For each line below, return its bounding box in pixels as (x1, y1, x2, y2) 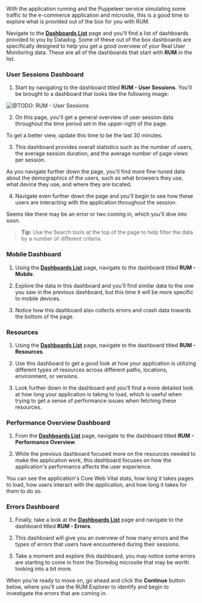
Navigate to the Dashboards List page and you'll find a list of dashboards (6, 30, 189, 37)
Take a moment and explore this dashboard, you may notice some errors (14, 552, 196, 560)
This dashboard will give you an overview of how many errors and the (14, 534, 189, 541)
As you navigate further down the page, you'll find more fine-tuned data (6, 168, 185, 175)
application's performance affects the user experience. (14, 463, 152, 470)
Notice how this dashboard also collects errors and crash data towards (14, 306, 191, 314)
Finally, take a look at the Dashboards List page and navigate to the (14, 516, 183, 523)
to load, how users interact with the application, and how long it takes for (6, 481, 188, 488)
